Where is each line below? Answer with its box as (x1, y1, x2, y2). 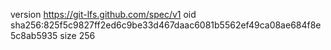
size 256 (59, 30, 96, 41)
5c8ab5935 (10, 30, 58, 41)
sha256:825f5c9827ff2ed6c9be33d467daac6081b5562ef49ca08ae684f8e (10, 19, 322, 31)
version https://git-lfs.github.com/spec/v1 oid (10, 9, 197, 20)
